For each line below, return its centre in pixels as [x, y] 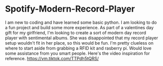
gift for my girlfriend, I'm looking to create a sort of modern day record [76, 33]
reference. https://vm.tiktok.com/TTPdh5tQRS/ [52, 58]
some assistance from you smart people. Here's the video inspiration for [77, 53]
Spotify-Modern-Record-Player [70, 9]
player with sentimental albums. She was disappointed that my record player [81, 38]
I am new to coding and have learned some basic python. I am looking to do [81, 22]
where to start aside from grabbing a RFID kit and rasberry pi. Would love [78, 48]
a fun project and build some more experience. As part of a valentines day [80, 27]
